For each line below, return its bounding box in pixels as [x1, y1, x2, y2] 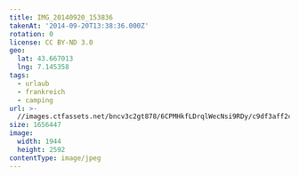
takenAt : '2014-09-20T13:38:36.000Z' [9, 21, 149, 30]
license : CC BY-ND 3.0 [9, 37, 93, 47]
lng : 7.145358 [17, 63, 69, 72]
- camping [17, 95, 53, 105]
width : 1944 [17, 137, 62, 146]
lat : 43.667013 [17, 54, 74, 63]
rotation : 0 [9, 29, 53, 38]
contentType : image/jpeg [9, 153, 101, 163]
